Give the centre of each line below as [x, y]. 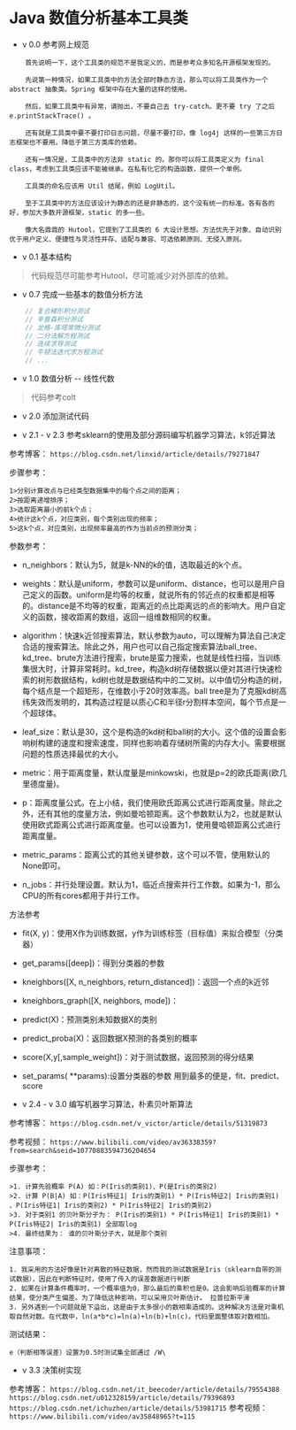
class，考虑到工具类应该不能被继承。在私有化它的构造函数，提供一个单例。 [128, 169]
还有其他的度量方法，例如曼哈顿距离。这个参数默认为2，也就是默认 [160, 814]
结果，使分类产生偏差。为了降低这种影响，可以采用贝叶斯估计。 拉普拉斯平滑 [129, 1298]
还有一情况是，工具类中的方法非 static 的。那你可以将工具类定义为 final [145, 159]
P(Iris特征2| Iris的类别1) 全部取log [73, 1225]
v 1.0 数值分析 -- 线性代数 [68, 379]
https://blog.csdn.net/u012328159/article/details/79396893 [122, 1398]
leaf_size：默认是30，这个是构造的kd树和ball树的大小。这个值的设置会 [150, 732]
